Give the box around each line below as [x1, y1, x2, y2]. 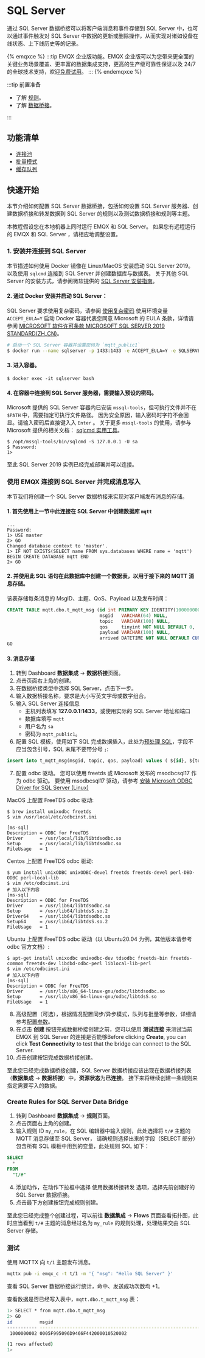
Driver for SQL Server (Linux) [15, 784, 89, 792]
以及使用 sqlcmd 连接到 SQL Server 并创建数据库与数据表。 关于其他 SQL [7, 269, 189, 277]
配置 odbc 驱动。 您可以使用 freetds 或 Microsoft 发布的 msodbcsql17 [15, 770, 190, 777]
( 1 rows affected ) [7, 1341, 54, 1348]
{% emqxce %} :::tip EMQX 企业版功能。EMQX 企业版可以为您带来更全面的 [7, 52, 194, 60]
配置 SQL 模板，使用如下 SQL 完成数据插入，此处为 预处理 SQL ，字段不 [15, 738, 194, 745]
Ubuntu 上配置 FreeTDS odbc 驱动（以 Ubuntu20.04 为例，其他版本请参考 [7, 935, 192, 943]
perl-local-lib [20, 875, 60, 881]
